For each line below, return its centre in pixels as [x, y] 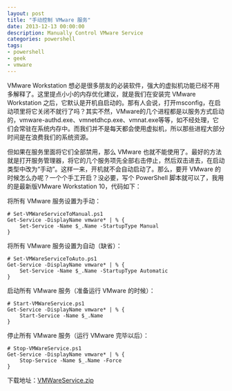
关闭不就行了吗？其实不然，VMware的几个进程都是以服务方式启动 [130, 111]
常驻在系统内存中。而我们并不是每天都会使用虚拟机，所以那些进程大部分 [122, 128]
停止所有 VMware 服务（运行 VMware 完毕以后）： [78, 335]
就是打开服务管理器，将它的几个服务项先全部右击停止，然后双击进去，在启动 [116, 160]
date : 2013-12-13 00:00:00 [46, 26]
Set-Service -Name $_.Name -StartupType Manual [89, 226]
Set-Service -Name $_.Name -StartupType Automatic [94, 271]
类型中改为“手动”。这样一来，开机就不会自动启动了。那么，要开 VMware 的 [114, 169]
